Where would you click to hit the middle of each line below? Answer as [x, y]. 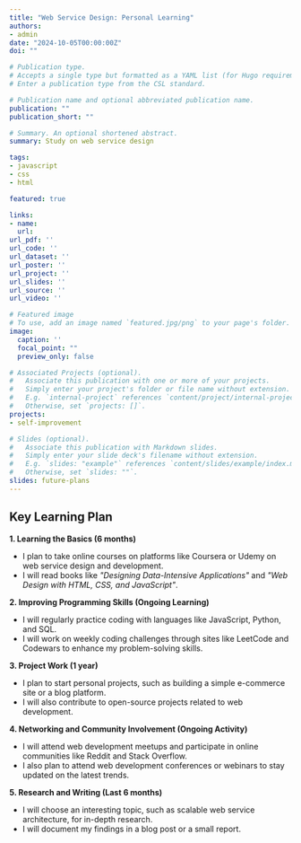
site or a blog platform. [64, 692]
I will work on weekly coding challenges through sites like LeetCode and [155, 638]
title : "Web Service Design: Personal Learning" [102, 18]
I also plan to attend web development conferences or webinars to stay [153, 765]
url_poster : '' [38, 265]
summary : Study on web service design [82, 141]
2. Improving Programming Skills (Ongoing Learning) [109, 602]
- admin [24, 34]
